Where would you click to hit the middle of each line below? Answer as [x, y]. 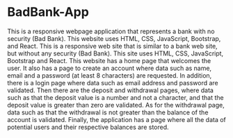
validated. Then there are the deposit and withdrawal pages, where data [111, 90]
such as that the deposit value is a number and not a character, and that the [115, 97]
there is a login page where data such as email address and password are [113, 83]
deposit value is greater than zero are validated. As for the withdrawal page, [116, 105]
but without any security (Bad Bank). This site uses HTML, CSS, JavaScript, [115, 53]
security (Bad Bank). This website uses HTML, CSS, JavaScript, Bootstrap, [114, 38]
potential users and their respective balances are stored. [88, 127]
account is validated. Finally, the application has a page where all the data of [116, 119]
